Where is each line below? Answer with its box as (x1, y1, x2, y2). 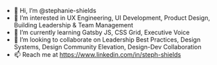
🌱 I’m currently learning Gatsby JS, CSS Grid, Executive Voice (13, 28, 190, 36)
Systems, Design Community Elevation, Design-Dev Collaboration (13, 43, 202, 51)
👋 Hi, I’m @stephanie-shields (13, 7, 97, 14)
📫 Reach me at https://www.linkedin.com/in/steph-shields (13, 51, 182, 58)
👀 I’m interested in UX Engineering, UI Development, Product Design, (13, 14, 210, 22)
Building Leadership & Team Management (13, 21, 134, 29)
